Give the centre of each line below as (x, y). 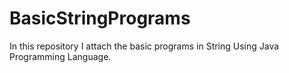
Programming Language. (60, 56)
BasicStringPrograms (100, 18)
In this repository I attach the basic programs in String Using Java (144, 46)
